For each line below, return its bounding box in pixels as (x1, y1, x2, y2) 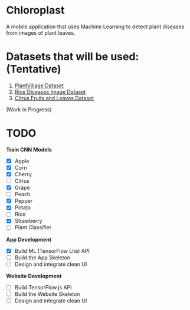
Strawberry (14, 217, 42, 225)
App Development (6, 236, 52, 243)
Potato (14, 204, 31, 211)
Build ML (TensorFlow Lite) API (14, 247, 90, 254)
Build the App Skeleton (14, 254, 71, 261)
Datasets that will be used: (6, 50, 139, 64)
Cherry (14, 170, 32, 177)
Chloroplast (6, 4, 65, 17)
